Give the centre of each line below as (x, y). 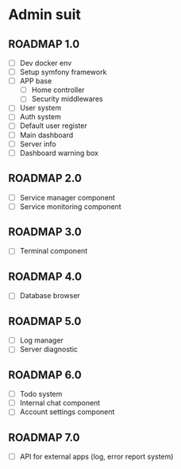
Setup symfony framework (63, 72)
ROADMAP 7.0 (44, 438)
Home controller (58, 90)
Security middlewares (67, 99)
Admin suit (45, 15)
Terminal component (54, 251)
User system (40, 108)
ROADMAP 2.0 (45, 178)
